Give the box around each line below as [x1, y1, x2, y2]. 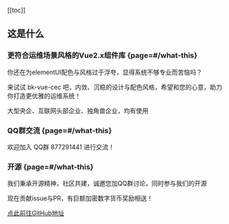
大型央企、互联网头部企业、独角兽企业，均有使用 [7, 106, 148, 115]
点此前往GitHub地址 [7, 209, 64, 218]
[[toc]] [7, 6, 26, 14]
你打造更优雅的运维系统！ [7, 91, 81, 100]
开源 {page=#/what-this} [7, 162, 94, 171]
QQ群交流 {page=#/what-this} [7, 125, 112, 135]
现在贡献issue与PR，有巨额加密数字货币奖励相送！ [7, 194, 153, 202]
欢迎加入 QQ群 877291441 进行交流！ [7, 143, 115, 151]
